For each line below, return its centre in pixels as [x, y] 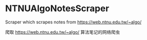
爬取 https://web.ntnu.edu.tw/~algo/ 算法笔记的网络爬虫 [63, 32]
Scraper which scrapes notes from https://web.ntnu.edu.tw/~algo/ [73, 22]
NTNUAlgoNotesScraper [57, 9]
